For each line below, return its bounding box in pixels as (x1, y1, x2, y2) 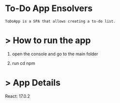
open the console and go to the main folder (12, 51, 98, 57)
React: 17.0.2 (5, 93, 30, 99)
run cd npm (12, 60, 35, 66)
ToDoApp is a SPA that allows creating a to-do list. (5, 19, 116, 24)
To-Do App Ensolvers (5, 3, 93, 14)
